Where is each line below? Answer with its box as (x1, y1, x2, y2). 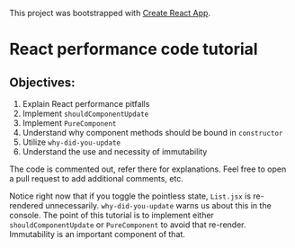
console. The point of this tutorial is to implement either (9, 210, 214, 220)
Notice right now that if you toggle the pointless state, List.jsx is (9, 190, 252, 201)
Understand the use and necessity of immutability (22, 146, 208, 156)
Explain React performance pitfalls (22, 99, 150, 109)
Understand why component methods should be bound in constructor (22, 128, 283, 137)
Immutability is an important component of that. (9, 229, 186, 239)
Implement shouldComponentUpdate (22, 108, 149, 119)
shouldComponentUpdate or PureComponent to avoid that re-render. (9, 219, 246, 230)
